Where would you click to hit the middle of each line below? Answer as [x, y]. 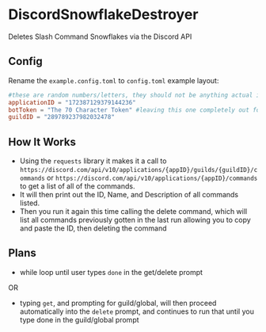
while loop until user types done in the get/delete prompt [111, 272]
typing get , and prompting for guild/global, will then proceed [118, 303]
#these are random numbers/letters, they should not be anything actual [131, 95]
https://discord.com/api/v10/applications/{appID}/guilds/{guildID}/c [139, 170]
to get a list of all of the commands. [77, 186]
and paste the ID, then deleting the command [93, 228]
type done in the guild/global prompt [80, 319]
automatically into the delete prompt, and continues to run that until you [137, 311]
